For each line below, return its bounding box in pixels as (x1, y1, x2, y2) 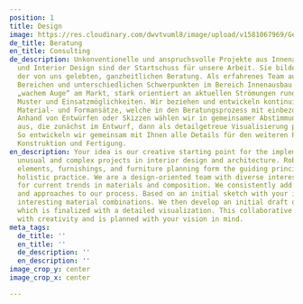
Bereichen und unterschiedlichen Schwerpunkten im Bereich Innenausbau (17, 80, 293, 89)
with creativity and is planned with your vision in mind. (17, 214, 244, 224)
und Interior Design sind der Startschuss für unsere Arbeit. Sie (17, 64, 272, 73)
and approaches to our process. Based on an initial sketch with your (17, 189, 289, 198)
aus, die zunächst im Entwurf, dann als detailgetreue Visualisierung (17, 123, 289, 132)
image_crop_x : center (9, 273, 91, 282)
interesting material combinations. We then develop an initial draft (17, 198, 289, 207)
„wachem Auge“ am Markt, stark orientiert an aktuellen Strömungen (17, 88, 277, 97)
